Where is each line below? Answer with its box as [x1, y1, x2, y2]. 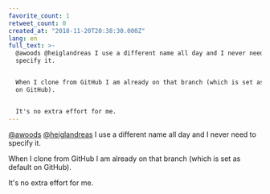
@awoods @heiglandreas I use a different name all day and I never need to [8, 130, 257, 139]
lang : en [8, 34, 38, 43]
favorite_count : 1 [8, 11, 70, 20]
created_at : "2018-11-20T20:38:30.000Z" [8, 27, 146, 35]
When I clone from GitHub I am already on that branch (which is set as [8, 154, 241, 163]
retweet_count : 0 [8, 19, 67, 27]
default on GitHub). [8, 162, 72, 171]
